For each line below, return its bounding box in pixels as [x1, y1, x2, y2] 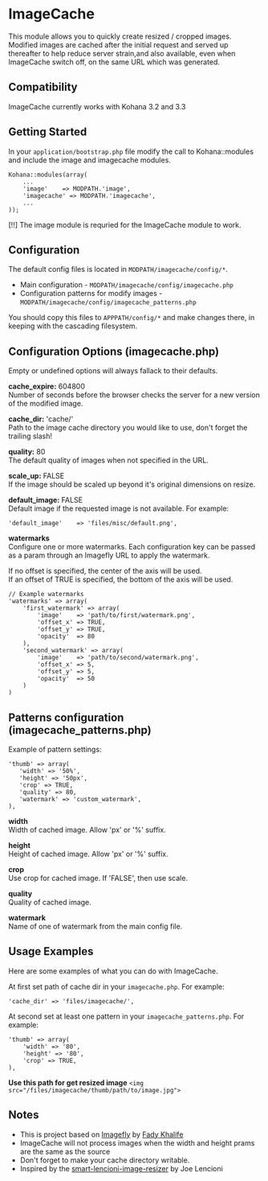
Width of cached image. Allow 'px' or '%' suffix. [8, 825, 166, 834]
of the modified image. [8, 399, 83, 409]
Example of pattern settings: [8, 745, 102, 754]
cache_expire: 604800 [8, 381, 86, 391]
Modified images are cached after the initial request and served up [8, 39, 229, 49]
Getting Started [8, 126, 87, 139]
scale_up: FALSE [8, 471, 65, 481]
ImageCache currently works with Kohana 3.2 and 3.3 [8, 101, 186, 111]
